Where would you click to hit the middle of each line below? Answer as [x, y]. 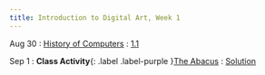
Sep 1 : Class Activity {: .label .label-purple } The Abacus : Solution [133, 61]
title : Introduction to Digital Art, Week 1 [95, 18]
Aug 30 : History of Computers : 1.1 [74, 43]
